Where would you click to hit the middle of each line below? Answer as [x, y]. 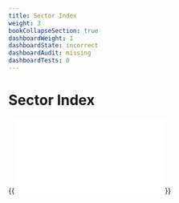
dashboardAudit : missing [50, 53]
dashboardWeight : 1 [41, 38]
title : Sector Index [43, 16]
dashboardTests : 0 [39, 61]
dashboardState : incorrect [53, 46]
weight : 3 [25, 23]
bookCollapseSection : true [53, 30]
